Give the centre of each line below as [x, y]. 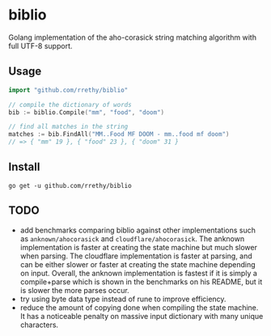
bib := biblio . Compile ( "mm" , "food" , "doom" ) [86, 112]
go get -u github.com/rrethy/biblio [70, 185]
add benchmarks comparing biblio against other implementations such [138, 230]
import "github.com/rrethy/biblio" [68, 90]
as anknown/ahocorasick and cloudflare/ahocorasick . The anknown [132, 238]
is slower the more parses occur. [74, 290]
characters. [39, 325]
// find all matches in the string [68, 127]
